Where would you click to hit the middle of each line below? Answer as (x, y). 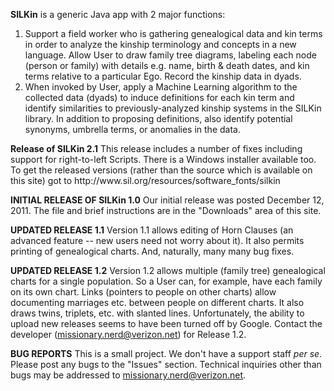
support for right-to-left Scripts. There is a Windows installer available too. (163, 159)
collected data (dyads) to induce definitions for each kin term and (159, 97)
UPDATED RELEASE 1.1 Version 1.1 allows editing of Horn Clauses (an (152, 230)
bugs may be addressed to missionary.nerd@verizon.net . (128, 375)
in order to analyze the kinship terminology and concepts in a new (160, 44)
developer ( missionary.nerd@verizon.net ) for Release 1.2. (128, 334)
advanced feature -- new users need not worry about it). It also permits (157, 240)
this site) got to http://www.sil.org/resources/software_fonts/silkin (145, 180)
